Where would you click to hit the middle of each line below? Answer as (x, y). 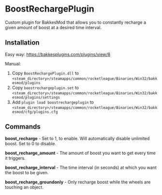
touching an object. (24, 187)
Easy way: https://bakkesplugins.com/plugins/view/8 (58, 54)
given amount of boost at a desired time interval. (53, 27)
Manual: (13, 63)
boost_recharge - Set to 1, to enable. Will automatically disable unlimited (77, 138)
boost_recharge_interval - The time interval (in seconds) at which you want (81, 167)
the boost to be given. (27, 172)
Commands (23, 127)
